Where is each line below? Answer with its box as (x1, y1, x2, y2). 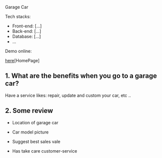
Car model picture (12, 129, 49, 135)
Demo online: (5, 48, 32, 54)
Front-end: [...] (12, 23, 42, 29)
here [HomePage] (5, 58, 40, 63)
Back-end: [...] (12, 28, 42, 34)
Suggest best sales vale (12, 138, 61, 144)
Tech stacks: (5, 14, 31, 19)
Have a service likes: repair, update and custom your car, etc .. (5, 92, 131, 98)
